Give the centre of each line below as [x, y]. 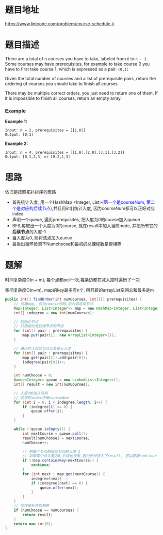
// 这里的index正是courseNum [41, 398]
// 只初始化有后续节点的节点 [39, 326]
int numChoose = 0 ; [33, 375]
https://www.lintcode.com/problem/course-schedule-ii [60, 24]
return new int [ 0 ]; [33, 524]
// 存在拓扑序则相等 [32, 506]
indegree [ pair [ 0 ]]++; [44, 362]
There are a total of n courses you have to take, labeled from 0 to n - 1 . [76, 58]
